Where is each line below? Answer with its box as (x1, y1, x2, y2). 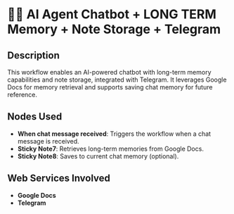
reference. (7, 91, 37, 99)
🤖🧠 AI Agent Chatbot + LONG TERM (7, 6, 216, 23)
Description (7, 49, 60, 61)
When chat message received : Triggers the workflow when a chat (17, 130, 212, 138)
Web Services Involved (7, 172, 111, 184)
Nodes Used (7, 111, 63, 122)
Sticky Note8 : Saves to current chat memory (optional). (17, 151, 179, 160)
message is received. (17, 137, 79, 145)
